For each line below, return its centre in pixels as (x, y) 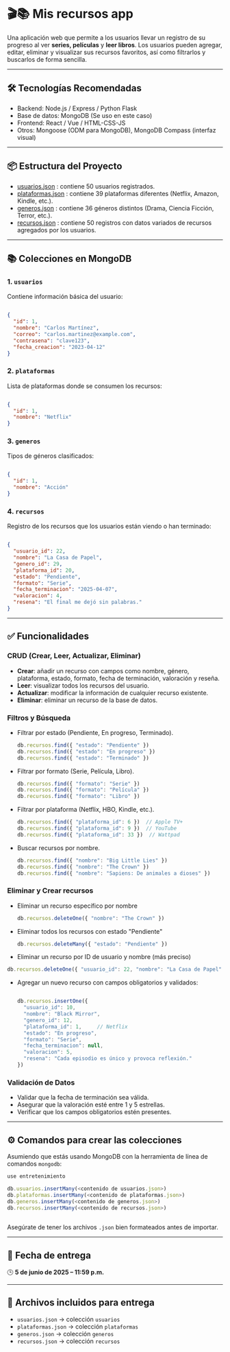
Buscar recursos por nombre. (59, 847)
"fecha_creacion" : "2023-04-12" (60, 347)
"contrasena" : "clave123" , (52, 341)
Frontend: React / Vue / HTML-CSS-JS (71, 123)
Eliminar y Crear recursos (50, 891)
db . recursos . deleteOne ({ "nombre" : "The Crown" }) (91, 918)
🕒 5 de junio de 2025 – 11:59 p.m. (56, 1272)
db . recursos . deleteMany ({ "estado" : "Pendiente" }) (92, 944)
